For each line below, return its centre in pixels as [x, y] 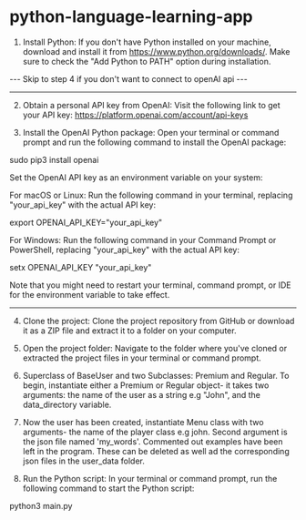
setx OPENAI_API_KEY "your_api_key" [81, 267]
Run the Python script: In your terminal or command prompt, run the [150, 478]
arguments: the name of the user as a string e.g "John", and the [142, 394]
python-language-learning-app [131, 17]
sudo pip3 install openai [54, 159]
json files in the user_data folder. [84, 461]
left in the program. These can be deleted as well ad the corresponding [156, 451]
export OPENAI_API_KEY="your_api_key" [86, 222]
